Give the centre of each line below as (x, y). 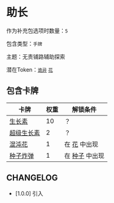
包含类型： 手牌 (24, 43)
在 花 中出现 (81, 144)
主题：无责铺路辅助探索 (36, 56)
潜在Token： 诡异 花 (30, 69)
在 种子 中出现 (84, 155)
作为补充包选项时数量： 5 (37, 31)
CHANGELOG (32, 178)
